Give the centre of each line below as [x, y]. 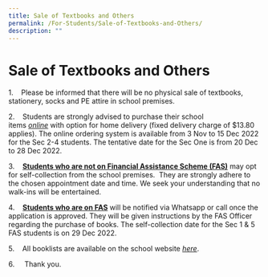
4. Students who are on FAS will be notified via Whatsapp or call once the [133, 208]
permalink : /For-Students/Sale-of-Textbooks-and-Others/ [106, 23]
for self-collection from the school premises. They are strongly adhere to [130, 175]
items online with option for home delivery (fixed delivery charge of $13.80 [132, 125]
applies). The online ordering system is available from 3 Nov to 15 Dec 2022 [134, 134]
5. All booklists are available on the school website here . [104, 249]
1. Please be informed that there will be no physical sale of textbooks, [126, 92]
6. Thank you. [35, 264]
